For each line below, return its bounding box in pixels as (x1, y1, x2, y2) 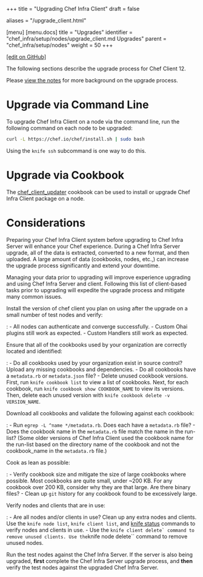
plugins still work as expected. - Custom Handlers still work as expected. (6, 329, 188, 336)
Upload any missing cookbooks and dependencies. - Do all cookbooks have (6, 365, 196, 373)
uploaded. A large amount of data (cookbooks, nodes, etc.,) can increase (6, 255, 189, 262)
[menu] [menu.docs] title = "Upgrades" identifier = (6, 28, 133, 36)
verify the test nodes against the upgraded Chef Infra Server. (6, 564, 159, 571)
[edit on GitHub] (6, 53, 47, 60)
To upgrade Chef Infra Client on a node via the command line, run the (6, 118, 180, 125)
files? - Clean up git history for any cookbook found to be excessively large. (6, 490, 198, 497)
